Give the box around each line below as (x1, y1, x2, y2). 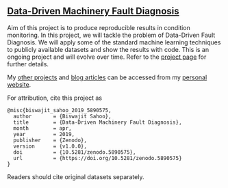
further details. (7, 59, 49, 68)
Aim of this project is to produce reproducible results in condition (7, 23, 190, 31)
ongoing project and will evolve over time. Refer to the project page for (7, 53, 207, 61)
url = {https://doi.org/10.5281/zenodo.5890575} (13, 155, 183, 161)
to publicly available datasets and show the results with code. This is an (7, 45, 210, 53)
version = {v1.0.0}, (13, 143, 88, 150)
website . (7, 80, 31, 88)
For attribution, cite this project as (7, 94, 103, 102)
